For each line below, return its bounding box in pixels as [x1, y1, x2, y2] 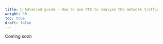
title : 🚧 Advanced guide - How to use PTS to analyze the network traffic [5, 7, 160, 12]
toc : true [5, 16, 25, 21]
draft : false [5, 20, 32, 25]
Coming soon [5, 33, 32, 39]
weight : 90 [5, 11, 27, 16]
